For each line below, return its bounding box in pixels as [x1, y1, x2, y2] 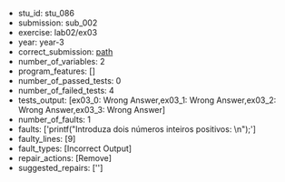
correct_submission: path [17, 46, 113, 57]
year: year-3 [17, 36, 65, 47]
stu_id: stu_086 [17, 8, 75, 18]
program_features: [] [17, 66, 95, 76]
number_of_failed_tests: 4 [17, 86, 115, 96]
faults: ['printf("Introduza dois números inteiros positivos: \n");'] [17, 124, 257, 135]
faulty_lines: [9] [17, 134, 76, 144]
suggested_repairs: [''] [17, 163, 103, 173]
